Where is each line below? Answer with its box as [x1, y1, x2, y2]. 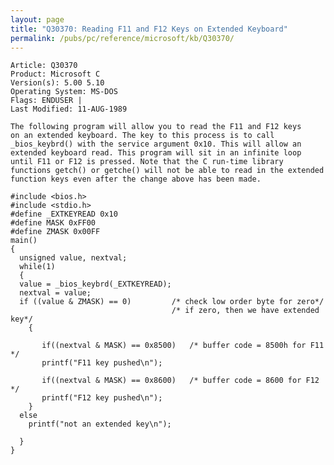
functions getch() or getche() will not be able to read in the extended [10, 166, 325, 176]
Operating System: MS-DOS [10, 87, 118, 97]
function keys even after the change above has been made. [10, 174, 262, 185]
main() [10, 236, 38, 246]
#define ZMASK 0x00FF [10, 227, 101, 237]
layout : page [10, 14, 65, 25]
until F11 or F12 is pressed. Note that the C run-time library [10, 157, 284, 167]
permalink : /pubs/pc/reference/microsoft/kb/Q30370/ [10, 33, 235, 43]
